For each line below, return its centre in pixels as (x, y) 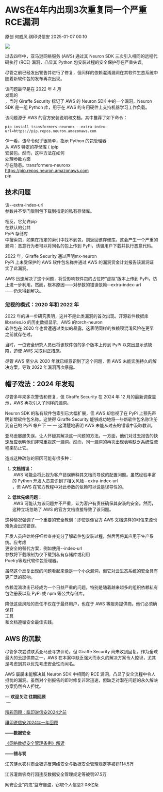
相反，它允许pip (21, 221)
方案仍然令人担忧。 (24, 686)
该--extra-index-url (24, 205)
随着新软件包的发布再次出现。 (35, 78)
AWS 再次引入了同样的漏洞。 (42, 403)
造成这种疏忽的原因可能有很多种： (39, 458)
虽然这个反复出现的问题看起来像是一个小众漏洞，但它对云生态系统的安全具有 (81, 571)
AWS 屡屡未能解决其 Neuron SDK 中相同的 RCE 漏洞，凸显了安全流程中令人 (81, 674)
